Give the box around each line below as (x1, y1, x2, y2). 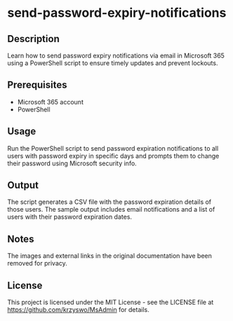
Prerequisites (7, 79, 67, 91)
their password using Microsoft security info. (7, 159, 137, 168)
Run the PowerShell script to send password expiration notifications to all (7, 144, 219, 152)
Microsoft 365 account (17, 97, 84, 106)
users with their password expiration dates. (7, 212, 132, 221)
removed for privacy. (7, 259, 68, 268)
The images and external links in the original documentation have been (7, 252, 213, 260)
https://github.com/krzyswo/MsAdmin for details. (7, 306, 149, 314)
